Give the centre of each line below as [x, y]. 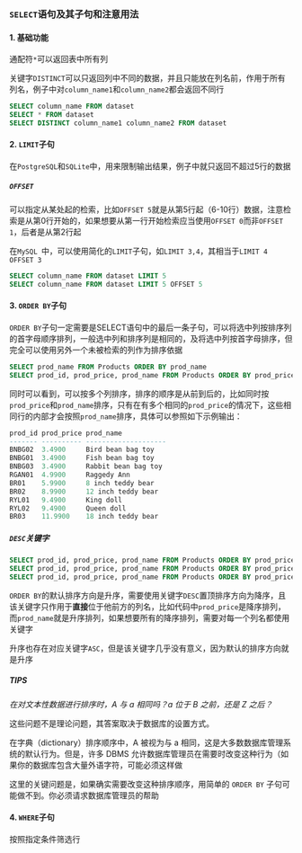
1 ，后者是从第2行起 [45, 232]
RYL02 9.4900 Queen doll [68, 508]
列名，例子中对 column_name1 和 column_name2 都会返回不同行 [117, 89]
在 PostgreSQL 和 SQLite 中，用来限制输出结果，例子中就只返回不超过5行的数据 [150, 166]
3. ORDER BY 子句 [38, 306]
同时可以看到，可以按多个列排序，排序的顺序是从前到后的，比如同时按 [139, 394]
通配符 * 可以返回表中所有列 [59, 59]
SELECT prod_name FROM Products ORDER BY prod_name [108, 367]
